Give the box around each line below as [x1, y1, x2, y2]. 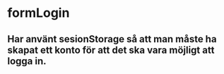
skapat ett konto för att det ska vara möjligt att [7, 44, 215, 56]
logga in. [7, 55, 47, 67]
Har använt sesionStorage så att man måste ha [7, 33, 217, 45]
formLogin [7, 5, 70, 21]
